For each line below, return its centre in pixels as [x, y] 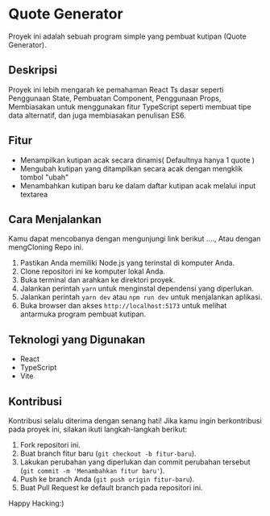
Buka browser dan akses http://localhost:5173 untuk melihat [123, 306]
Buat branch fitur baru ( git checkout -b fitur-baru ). [108, 453]
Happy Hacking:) [36, 503]
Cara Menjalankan [55, 219]
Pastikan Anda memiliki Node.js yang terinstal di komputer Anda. [127, 263]
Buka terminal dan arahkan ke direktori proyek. [98, 280]
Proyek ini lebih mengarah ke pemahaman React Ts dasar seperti [116, 89]
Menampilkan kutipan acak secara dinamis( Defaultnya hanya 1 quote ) [137, 160]
